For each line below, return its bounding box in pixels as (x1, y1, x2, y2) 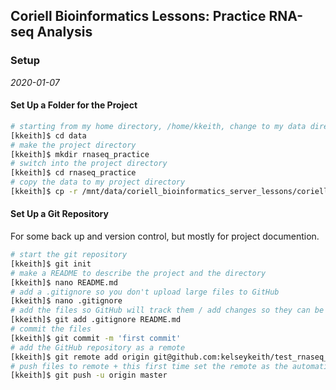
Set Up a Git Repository (10, 208, 109, 220)
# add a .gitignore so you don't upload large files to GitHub (10, 287, 280, 297)
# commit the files (10, 324, 92, 334)
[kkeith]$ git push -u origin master (10, 370, 168, 381)
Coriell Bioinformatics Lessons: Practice (10, 8, 267, 25)
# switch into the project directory (10, 159, 168, 169)
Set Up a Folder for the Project (10, 99, 138, 111)
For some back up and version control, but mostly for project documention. (10, 230, 320, 243)
